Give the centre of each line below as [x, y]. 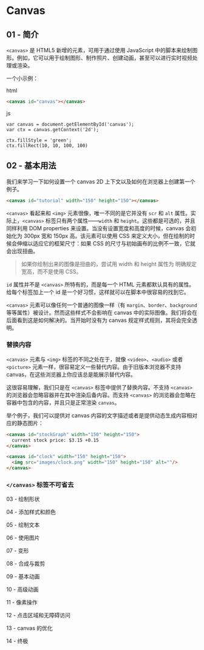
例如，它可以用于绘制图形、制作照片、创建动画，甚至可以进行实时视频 [104, 58]
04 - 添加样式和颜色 [31, 512]
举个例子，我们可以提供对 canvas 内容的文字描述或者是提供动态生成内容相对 [102, 415]
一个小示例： [22, 78]
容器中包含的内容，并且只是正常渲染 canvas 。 [63, 402]
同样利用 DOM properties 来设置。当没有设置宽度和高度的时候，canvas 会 [99, 228]
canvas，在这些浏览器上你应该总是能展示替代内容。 [71, 374]
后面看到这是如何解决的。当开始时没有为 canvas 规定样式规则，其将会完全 [99, 320]
